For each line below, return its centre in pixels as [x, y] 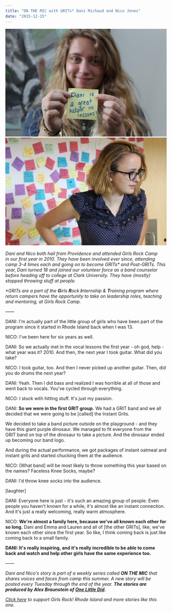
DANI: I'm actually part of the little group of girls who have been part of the [84, 321]
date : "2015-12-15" [26, 16]
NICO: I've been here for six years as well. [50, 337]
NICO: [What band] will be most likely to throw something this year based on [86, 465]
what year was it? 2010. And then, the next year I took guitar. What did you [84, 352]
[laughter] [16, 490]
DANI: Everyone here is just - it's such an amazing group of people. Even [82, 501]
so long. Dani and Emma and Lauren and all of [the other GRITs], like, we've [85, 527]
